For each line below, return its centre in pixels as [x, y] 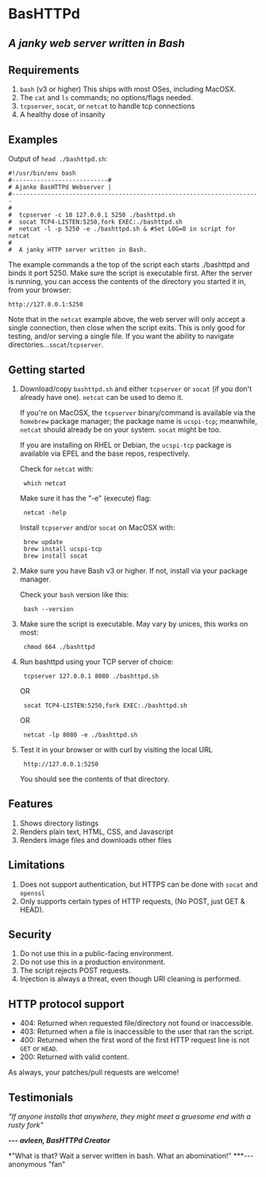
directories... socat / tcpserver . [56, 345]
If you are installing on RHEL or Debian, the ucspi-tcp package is [125, 445]
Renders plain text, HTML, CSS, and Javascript [96, 831]
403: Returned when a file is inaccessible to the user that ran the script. [137, 1031]
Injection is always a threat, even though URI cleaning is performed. [130, 979]
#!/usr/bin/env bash [42, 173]
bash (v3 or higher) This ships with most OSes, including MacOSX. [128, 89]
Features [31, 804]
